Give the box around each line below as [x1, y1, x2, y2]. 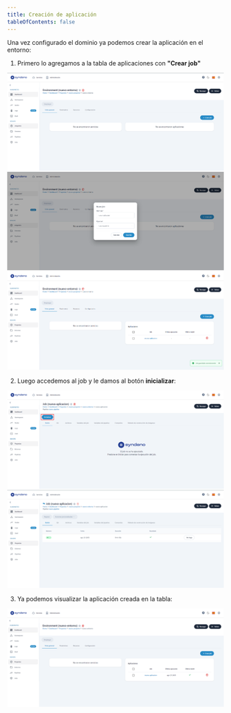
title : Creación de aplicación [7, 11, 97, 18]
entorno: [7, 46, 32, 54]
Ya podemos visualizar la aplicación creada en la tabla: [16, 595, 173, 603]
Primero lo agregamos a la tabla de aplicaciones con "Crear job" [16, 59, 201, 67]
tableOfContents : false [7, 18, 76, 26]
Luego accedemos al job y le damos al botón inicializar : [16, 376, 177, 385]
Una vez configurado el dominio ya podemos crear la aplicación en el [7, 38, 203, 46]
